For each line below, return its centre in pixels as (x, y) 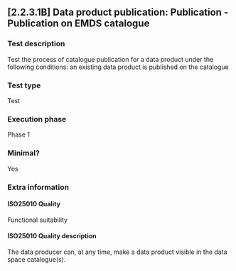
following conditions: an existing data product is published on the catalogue (118, 67)
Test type (24, 85)
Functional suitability (38, 220)
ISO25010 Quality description (52, 236)
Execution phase (37, 119)
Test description (36, 44)
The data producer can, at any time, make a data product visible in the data (117, 252)
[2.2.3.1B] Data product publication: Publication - (118, 12)
